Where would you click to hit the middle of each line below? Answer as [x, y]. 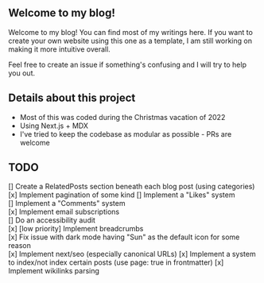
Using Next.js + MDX [54, 126]
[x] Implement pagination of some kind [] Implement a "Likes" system [122, 195]
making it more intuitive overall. [60, 49]
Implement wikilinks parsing [54, 271]
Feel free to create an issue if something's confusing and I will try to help [127, 64]
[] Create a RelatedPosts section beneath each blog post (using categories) [132, 187]
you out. [22, 73]
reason [20, 246]
